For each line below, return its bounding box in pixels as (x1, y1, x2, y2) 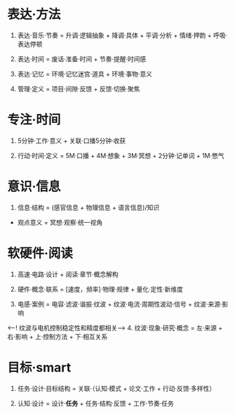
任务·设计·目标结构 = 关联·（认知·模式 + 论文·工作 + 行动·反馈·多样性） (17, 384, 216, 392)
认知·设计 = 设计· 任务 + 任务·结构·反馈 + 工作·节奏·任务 (17, 399, 174, 408)
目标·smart (7, 359, 72, 375)
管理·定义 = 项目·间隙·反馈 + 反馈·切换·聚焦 (17, 84, 140, 93)
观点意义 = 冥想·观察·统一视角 (17, 218, 103, 226)
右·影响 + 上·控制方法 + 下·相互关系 (7, 332, 108, 341)
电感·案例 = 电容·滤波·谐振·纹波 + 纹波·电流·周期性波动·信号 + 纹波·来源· (17, 299, 222, 308)
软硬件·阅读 (7, 245, 74, 261)
